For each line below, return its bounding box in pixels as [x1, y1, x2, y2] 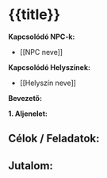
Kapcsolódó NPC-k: [8, 32, 75, 41]
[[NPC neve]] [19, 47, 63, 56]
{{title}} [8, 6, 61, 24]
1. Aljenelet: [8, 109, 48, 118]
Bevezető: [8, 93, 42, 103]
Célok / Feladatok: [8, 132, 100, 145]
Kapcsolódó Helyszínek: [8, 62, 91, 72]
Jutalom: [8, 159, 54, 172]
